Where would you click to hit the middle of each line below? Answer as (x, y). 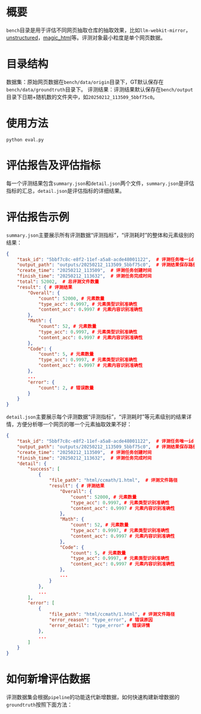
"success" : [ (44, 469)
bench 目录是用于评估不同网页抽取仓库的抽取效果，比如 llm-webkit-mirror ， (99, 30)
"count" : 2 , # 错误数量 (66, 388)
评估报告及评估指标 (54, 165)
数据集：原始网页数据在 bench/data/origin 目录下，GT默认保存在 (85, 82)
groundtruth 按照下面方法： (39, 705)
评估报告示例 (38, 217)
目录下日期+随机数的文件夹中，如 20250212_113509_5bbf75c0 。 (82, 97)
